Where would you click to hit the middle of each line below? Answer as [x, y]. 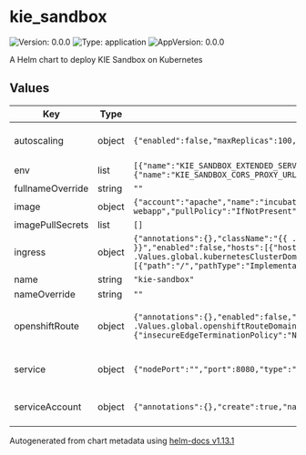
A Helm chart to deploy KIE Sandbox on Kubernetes [106, 59]
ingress [30, 252]
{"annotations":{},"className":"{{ [210, 238]
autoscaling [39, 140]
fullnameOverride [51, 188]
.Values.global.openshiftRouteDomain [215, 326]
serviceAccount [48, 407]
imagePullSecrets [51, 225]
